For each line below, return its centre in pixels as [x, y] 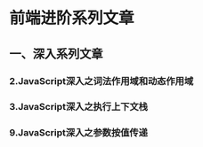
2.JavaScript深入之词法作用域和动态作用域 [101, 81]
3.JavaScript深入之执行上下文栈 [79, 107]
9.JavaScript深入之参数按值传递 [79, 133]
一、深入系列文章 [56, 54]
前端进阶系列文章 [72, 18]
